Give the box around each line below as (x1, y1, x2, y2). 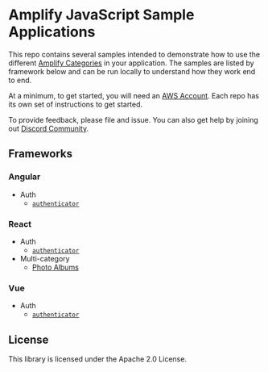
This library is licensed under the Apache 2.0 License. (8, 354, 188, 364)
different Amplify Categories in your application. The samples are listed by (8, 58, 255, 68)
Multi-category (19, 253, 70, 263)
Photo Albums (31, 262, 79, 272)
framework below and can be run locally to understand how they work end (8, 66, 256, 76)
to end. (8, 75, 32, 85)
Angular (8, 171, 41, 182)
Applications (8, 23, 96, 41)
